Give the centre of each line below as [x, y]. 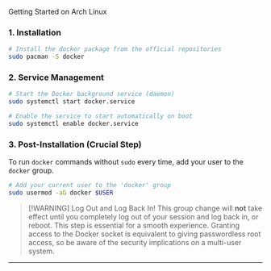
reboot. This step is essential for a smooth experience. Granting [134, 225]
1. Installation [35, 32]
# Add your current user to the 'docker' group [90, 186]
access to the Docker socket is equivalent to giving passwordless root [144, 234]
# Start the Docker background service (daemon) [92, 94]
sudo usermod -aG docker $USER [61, 193]
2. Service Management [56, 77]
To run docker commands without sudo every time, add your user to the [126, 162]
